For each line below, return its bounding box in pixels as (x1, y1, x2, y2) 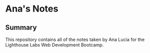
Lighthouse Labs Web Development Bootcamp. (5, 42, 104, 48)
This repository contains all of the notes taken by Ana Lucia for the (5, 36, 145, 42)
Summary (5, 23, 37, 32)
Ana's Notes (5, 3, 58, 15)
